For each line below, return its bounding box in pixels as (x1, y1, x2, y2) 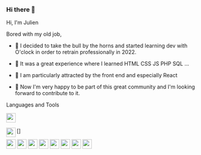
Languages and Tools (6, 101, 60, 108)
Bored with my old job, (6, 31, 62, 38)
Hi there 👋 (6, 5, 36, 14)
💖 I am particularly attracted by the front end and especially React (14, 72, 178, 79)
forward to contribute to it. (14, 90, 80, 97)
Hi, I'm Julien (6, 19, 39, 26)
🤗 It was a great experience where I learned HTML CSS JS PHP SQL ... (14, 60, 190, 68)
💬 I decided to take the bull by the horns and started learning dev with (14, 42, 188, 50)
